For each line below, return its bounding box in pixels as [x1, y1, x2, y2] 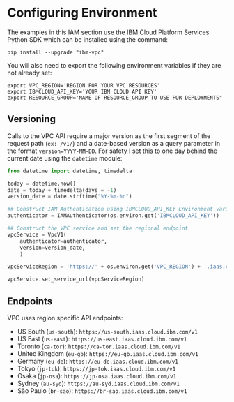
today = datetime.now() [7, 180, 77, 187]
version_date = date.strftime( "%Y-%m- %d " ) [7, 193, 132, 200]
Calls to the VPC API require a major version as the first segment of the [7, 131, 211, 140]
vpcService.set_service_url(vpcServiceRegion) [7, 276, 145, 283]
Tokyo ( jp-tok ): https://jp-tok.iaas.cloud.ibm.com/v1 [17, 364, 176, 373]
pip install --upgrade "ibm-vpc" [7, 49, 104, 56]
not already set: [7, 68, 52, 77]
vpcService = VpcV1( [7, 231, 68, 238]
